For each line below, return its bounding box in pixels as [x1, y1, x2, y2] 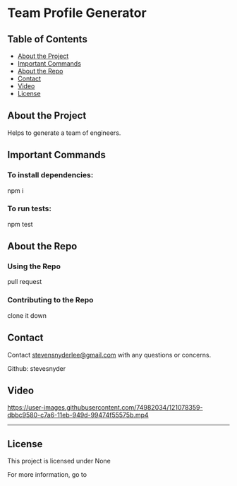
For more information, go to [7, 470, 87, 479]
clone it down [7, 311, 47, 319]
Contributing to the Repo [7, 295, 94, 305]
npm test [7, 220, 33, 228]
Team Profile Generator [7, 5, 147, 21]
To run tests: [7, 203, 51, 213]
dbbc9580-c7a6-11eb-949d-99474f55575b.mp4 [7, 411, 150, 420]
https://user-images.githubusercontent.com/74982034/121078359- [7, 403, 203, 412]
